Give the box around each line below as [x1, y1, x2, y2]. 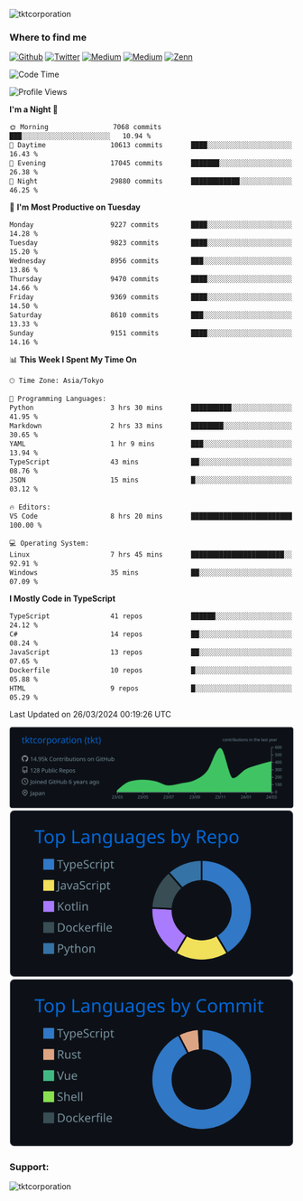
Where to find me [9, 31, 87, 43]
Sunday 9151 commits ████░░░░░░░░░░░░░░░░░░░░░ [9, 329, 293, 338]
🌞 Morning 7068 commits [9, 123, 162, 132]
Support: [9, 1160, 50, 1173]
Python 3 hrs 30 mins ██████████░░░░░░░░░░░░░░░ [9, 403, 293, 413]
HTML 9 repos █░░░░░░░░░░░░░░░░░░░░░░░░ [9, 684, 293, 693]
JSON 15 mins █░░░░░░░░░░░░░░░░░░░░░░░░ [9, 475, 293, 485]
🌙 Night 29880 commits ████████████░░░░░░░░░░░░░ [9, 177, 293, 186]
